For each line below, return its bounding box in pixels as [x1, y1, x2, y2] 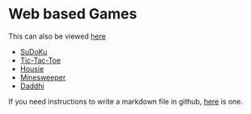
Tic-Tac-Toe [19, 55, 61, 65]
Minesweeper [19, 72, 66, 82]
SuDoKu [19, 47, 48, 56]
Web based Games [8, 5, 137, 23]
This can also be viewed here [8, 31, 107, 41]
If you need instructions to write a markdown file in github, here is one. [8, 96, 244, 106]
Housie [19, 63, 44, 73]
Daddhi [19, 81, 44, 91]
